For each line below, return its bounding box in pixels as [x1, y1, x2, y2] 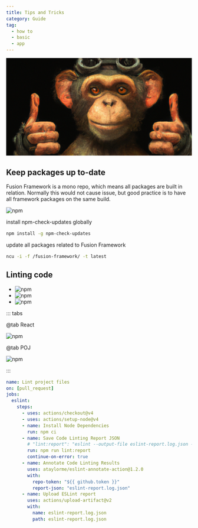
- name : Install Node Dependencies [21, 423, 110, 429]
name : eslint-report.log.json [32, 510, 107, 516]
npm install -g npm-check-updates [6, 231, 91, 237]
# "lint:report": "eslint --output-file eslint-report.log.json [27, 441, 189, 448]
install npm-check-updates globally [6, 219, 93, 226]
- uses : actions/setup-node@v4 [21, 416, 99, 422]
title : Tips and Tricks [6, 9, 65, 15]
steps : [16, 404, 33, 410]
